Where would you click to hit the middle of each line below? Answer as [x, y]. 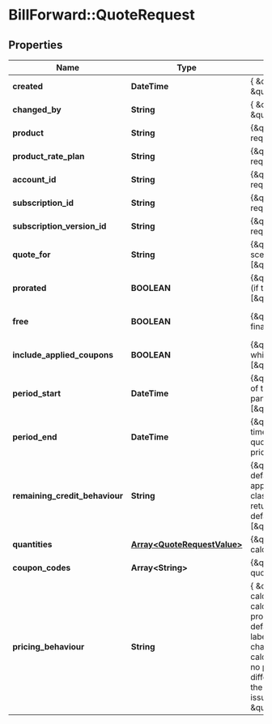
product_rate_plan [49, 156]
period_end [35, 437]
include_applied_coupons [63, 355]
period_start [37, 393]
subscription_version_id [59, 226]
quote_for [32, 255]
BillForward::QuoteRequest [102, 15]
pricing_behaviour [49, 647]
